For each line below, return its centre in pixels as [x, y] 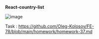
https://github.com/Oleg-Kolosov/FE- [56, 26]
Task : [11, 26]
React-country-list [25, 7]
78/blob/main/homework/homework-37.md [49, 31]
